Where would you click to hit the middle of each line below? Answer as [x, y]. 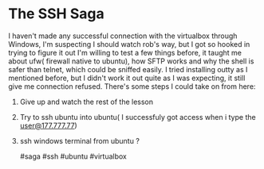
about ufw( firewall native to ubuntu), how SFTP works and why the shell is [131, 61]
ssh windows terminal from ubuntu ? [79, 140]
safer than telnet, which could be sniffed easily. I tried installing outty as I [128, 69]
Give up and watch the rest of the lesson [87, 102]
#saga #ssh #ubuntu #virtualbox [73, 156]
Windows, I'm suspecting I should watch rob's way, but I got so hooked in [129, 44]
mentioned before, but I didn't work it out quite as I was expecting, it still [127, 78]
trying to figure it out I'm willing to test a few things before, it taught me [125, 52]
